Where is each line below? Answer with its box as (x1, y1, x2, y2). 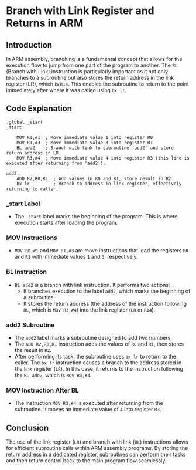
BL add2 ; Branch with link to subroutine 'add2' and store (16, 145, 174, 151)
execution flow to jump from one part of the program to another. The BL (6, 62, 178, 69)
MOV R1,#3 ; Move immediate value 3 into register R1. (16, 140, 156, 146)
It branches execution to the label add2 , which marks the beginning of (23, 288, 191, 295)
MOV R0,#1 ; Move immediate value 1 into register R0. (16, 134, 156, 140)
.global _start (6, 119, 43, 125)
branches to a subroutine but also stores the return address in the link (6, 75, 174, 81)
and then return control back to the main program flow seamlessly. (6, 457, 167, 464)
